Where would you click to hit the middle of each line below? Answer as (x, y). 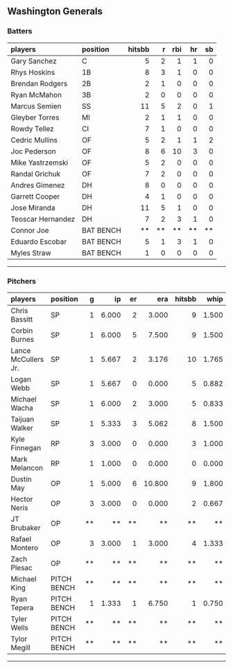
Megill (21, 647)
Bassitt (22, 319)
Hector (22, 499)
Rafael (21, 539)
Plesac (21, 568)
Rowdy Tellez (32, 129)
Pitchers (22, 281)
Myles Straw (31, 253)
